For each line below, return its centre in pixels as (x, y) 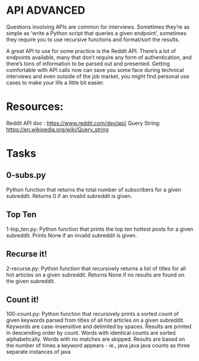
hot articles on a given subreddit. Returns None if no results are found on (95, 275)
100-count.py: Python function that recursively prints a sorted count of (93, 314)
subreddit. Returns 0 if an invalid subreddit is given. (69, 196)
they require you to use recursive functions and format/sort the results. (93, 39)
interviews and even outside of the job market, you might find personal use (98, 76)
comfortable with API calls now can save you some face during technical (95, 70)
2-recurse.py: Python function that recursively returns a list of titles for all (96, 268)
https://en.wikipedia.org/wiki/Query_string (57, 129)
